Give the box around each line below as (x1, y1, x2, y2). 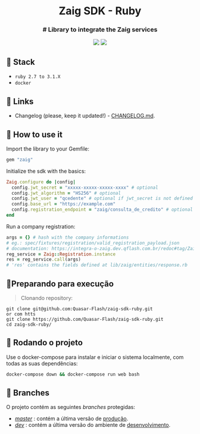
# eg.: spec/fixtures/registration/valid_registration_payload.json (6, 240, 180, 246)
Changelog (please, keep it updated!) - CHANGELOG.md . (14, 112, 155, 120)
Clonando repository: (20, 294, 73, 301)
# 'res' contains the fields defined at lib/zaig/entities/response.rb (6, 262, 187, 268)
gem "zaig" (6, 157, 33, 163)
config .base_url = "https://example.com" (11, 201, 116, 207)
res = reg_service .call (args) (6, 257, 82, 263)
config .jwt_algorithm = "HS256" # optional (11, 190, 121, 196)
